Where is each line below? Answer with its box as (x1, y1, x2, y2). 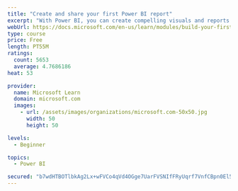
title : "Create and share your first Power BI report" (7, 10, 173, 18)
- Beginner (13, 141, 46, 149)
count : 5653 (13, 57, 50, 64)
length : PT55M (7, 43, 50, 50)
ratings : (7, 50, 33, 57)
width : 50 (25, 115, 55, 122)
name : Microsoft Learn (13, 89, 81, 96)
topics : (7, 154, 30, 161)
